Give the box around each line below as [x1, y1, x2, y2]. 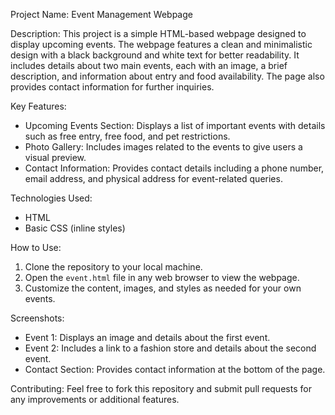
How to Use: [10, 242, 62, 253]
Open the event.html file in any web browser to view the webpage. [24, 272, 300, 283]
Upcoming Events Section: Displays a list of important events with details [24, 120, 326, 131]
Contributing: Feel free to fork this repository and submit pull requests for [10, 383, 312, 394]
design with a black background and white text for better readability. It [10, 49, 300, 61]
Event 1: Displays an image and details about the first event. [24, 332, 271, 343]
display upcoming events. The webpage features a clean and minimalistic [10, 39, 313, 50]
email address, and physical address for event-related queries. [24, 173, 283, 184]
